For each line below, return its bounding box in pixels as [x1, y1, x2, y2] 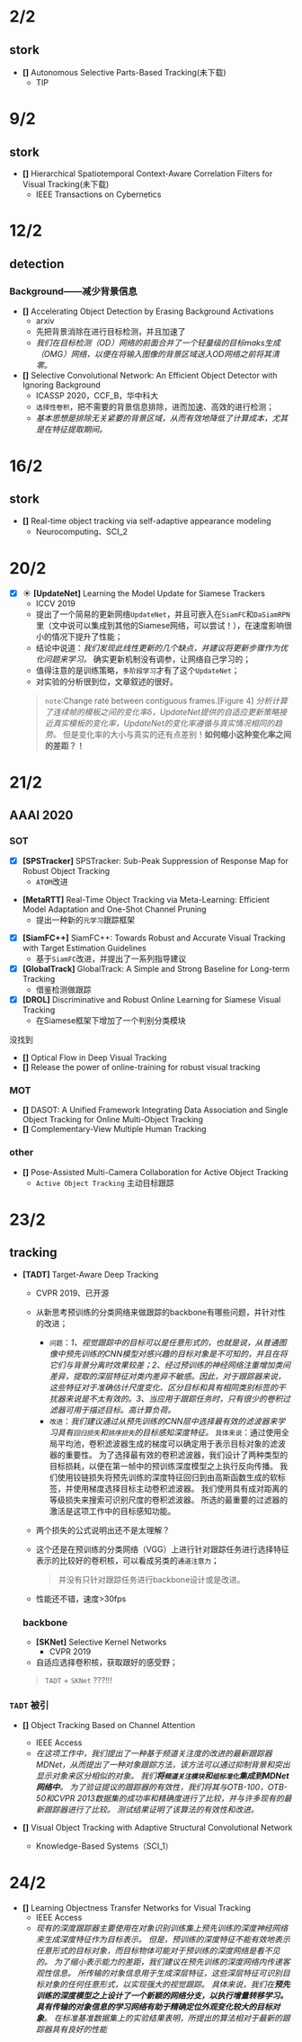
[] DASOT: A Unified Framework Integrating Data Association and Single [22, 1104, 289, 1116]
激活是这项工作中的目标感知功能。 [49, 1505, 176, 1516]
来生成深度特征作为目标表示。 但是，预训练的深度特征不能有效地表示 [35, 1934, 290, 1945]
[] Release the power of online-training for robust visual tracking [22, 1062, 261, 1072]
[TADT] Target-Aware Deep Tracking [22, 1269, 159, 1280]
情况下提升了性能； [51, 631, 123, 642]
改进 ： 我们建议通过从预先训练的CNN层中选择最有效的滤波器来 [49, 1415, 278, 1426]
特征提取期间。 [51, 424, 108, 434]
